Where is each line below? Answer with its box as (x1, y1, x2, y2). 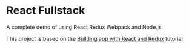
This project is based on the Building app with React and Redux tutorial (6, 35, 183, 42)
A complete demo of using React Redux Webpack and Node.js (6, 23, 162, 31)
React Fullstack (6, 4, 85, 17)
